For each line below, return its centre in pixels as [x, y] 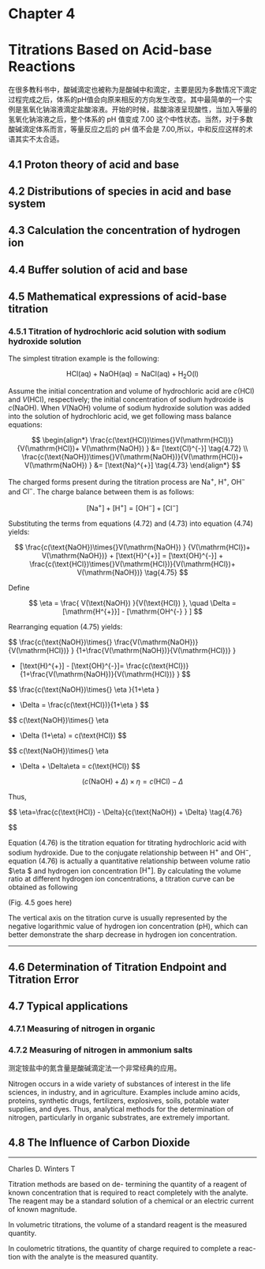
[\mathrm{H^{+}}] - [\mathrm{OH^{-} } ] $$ [132, 612]
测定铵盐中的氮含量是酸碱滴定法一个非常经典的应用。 [95, 1068]
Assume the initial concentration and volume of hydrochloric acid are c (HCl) [131, 391]
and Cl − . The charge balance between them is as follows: [101, 491]
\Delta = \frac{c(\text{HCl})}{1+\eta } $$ [84, 705]
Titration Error [44, 979]
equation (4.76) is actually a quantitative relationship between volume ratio [129, 861]
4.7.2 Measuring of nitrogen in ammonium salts [101, 1050]
